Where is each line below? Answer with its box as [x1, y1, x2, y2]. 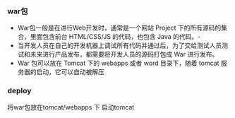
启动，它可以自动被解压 [36, 68, 104, 76]
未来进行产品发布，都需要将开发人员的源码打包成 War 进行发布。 [30, 50, 219, 59]
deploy [7, 86, 32, 96]
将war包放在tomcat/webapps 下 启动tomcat [7, 102, 135, 111]
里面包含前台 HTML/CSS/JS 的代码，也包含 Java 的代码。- [30, 33, 201, 41]
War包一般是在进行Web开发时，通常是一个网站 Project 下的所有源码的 [17, 23, 222, 33]
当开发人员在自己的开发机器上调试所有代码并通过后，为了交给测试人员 [17, 41, 222, 50]
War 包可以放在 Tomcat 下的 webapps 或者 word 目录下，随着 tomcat [17, 59, 220, 68]
